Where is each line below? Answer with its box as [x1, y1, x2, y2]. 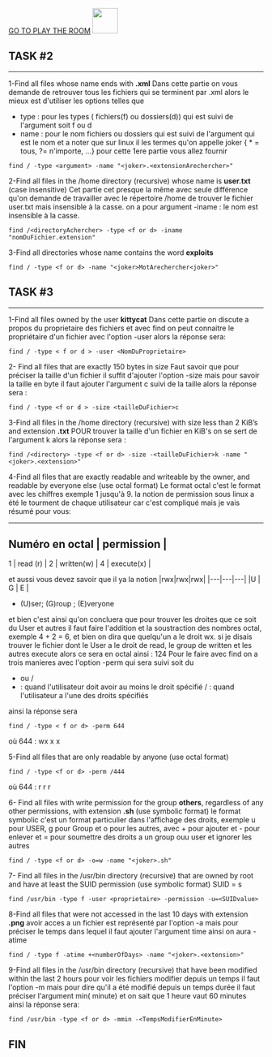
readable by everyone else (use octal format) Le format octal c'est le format [8, 480, 261, 490]
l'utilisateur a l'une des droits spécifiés [19, 691, 149, 701]
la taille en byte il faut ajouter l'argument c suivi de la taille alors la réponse [8, 378, 257, 389]
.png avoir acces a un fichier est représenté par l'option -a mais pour [8, 918, 239, 928]
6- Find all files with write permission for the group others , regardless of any [8, 798, 264, 808]
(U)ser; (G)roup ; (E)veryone [19, 599, 115, 609]
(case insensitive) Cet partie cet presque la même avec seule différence [8, 184, 249, 194]
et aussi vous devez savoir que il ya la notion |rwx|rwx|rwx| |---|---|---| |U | [8, 575, 261, 585]
